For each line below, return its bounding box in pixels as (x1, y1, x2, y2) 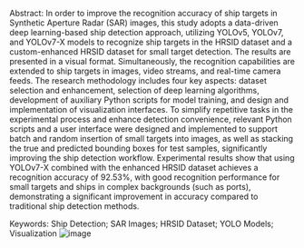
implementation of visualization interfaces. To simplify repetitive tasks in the (9, 104, 293, 114)
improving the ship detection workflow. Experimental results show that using (9, 153, 295, 163)
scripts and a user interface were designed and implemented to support (9, 124, 279, 134)
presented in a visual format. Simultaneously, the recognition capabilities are (9, 56, 295, 66)
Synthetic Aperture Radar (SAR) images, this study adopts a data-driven (9, 17, 279, 28)
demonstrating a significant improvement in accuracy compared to (9, 191, 259, 202)
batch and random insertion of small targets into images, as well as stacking (9, 134, 293, 144)
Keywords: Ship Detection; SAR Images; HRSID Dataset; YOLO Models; (9, 218, 274, 229)
